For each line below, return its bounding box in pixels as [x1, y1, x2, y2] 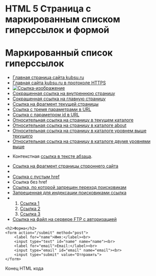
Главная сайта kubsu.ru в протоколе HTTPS [12, 80, 106, 86]
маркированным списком [5, 14, 120, 25]
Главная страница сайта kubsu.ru [12, 75, 84, 81]
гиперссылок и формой [5, 25, 109, 36]
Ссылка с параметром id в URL [12, 112, 79, 118]
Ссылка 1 [19, 200, 40, 206]
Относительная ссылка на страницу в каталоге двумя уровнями [12, 138, 151, 144]
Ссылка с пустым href [12, 174, 60, 180]
